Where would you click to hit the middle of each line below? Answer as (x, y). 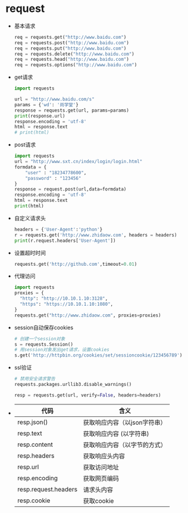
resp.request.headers (47, 489)
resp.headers (36, 456)
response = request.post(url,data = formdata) (70, 189)
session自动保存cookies (44, 327)
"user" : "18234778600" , (56, 173)
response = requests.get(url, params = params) (71, 110)
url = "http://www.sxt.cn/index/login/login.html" (78, 162)
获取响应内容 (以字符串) (116, 434)
